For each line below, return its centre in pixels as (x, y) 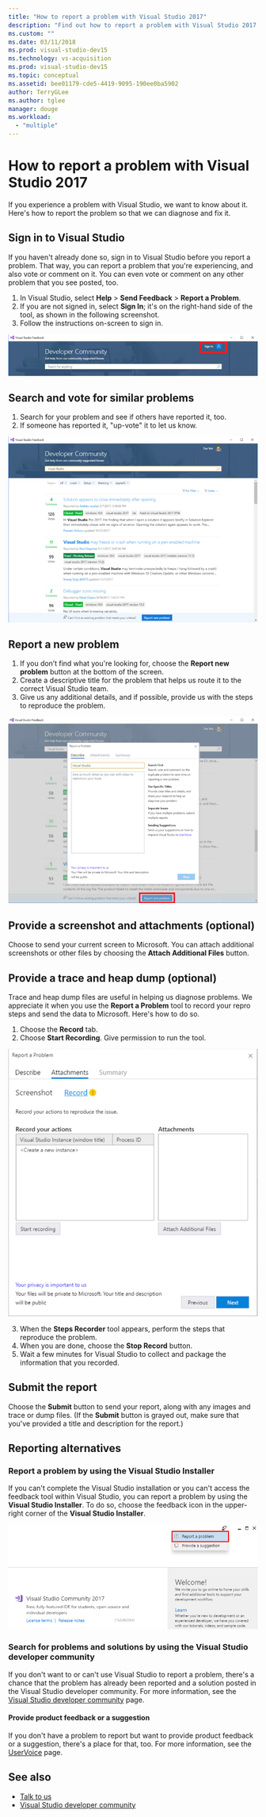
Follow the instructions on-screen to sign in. (91, 323)
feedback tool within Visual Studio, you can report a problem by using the (128, 1496)
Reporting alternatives (65, 1448)
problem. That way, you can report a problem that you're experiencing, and (131, 265)
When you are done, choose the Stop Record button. (106, 1346)
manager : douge (33, 109)
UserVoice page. (36, 1752)
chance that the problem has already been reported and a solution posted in (132, 1683)
